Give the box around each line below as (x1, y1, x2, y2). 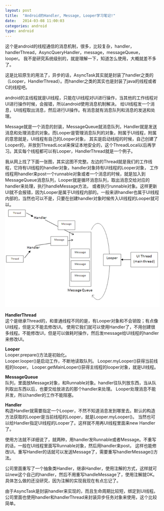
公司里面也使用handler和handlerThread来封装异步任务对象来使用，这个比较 (5, 494, 157, 500)
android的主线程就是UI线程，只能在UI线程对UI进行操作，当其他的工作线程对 (5, 95, 158, 101)
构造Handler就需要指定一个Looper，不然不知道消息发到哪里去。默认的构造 (5, 408, 156, 414)
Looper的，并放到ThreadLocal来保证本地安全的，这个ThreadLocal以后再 (5, 142, 152, 148)
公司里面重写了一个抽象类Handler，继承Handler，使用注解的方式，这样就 (5, 465, 153, 471)
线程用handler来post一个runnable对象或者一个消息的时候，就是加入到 (5, 171, 146, 177)
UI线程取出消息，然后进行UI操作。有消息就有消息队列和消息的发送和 (13, 107, 151, 113)
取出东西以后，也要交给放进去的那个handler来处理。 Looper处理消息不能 (9, 386, 156, 392)
